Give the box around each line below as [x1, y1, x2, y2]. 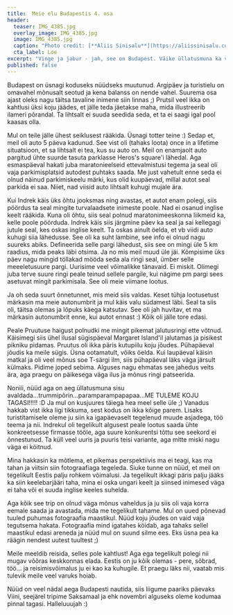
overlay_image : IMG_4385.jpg [13, 29, 98, 37]
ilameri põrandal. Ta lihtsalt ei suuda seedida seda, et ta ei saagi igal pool [7, 110, 216, 119]
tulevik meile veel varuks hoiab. [7, 571, 97, 580]
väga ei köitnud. [7, 442, 53, 451]
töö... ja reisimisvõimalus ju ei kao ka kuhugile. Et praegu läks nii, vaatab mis [7, 564, 225, 572]
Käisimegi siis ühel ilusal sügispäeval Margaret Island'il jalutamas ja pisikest [7, 334, 223, 342]
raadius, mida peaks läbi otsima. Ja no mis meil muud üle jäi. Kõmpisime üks [7, 248, 225, 256]
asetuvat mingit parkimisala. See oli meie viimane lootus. [7, 277, 169, 285]
